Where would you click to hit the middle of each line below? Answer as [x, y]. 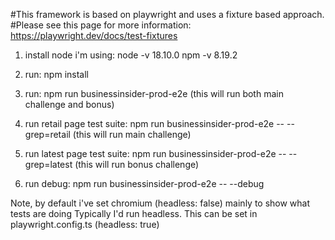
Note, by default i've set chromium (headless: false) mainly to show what [160, 203]
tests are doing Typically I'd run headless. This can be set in [134, 213]
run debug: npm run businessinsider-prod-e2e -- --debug [144, 183]
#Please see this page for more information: [101, 25]
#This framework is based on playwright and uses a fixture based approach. [167, 14]
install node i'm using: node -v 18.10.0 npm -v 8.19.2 [131, 55]
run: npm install [56, 74]
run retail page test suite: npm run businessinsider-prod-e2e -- [154, 123]
